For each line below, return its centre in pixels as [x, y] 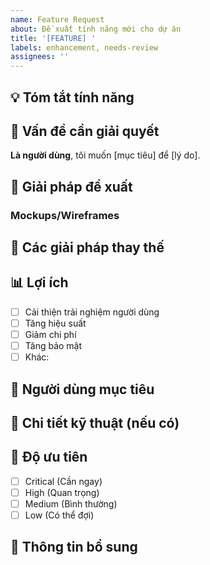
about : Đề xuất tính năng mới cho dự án [96, 29]
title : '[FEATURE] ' [53, 38]
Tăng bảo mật [53, 346]
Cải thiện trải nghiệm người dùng [92, 312]
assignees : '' [40, 57]
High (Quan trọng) [62, 492]
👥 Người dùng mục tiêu [82, 389]
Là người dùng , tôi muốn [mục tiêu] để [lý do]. [105, 155]
